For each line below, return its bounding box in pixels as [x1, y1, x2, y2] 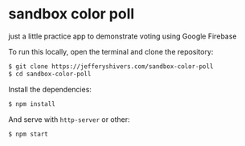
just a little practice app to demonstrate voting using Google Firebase [8, 31, 237, 41]
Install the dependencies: [8, 84, 92, 94]
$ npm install [8, 99, 56, 108]
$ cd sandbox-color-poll [8, 70, 92, 78]
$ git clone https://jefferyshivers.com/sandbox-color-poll [8, 62, 214, 71]
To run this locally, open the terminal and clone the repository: [8, 47, 214, 56]
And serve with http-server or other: [8, 114, 130, 124]
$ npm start [8, 130, 48, 138]
